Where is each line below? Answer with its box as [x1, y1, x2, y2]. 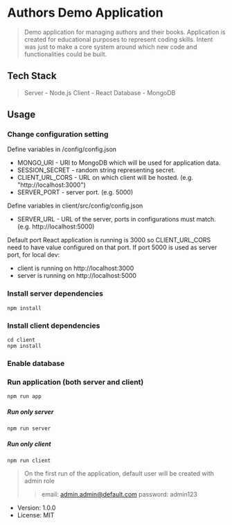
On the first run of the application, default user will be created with [24, 469, 215, 478]
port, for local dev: [7, 251, 60, 259]
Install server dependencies [7, 289, 104, 299]
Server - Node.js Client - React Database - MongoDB [24, 88, 176, 97]
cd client [7, 337, 36, 344]
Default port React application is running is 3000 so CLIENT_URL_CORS [7, 236, 211, 244]
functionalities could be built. [24, 50, 107, 58]
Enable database [7, 358, 65, 368]
